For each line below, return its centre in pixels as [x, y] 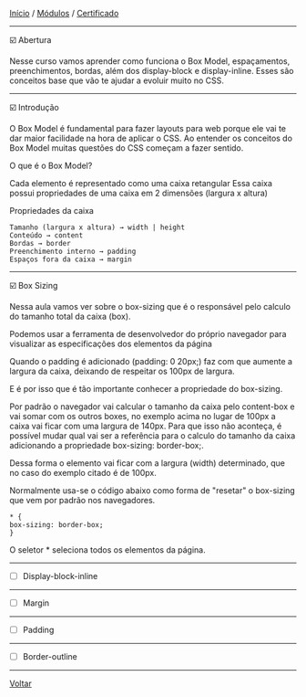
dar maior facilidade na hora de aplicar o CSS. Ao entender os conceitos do [151, 138]
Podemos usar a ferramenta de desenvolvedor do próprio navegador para [148, 334]
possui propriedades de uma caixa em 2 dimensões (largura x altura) [139, 193]
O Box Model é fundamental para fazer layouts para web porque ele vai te [148, 128]
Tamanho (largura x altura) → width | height [97, 227]
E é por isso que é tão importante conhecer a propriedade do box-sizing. [146, 389]
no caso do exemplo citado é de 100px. [83, 473]
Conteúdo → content [46, 236]
